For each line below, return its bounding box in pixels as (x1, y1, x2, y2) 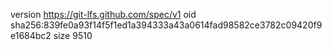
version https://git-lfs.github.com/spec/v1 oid (10, 9, 197, 20)
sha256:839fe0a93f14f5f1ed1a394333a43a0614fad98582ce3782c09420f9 (10, 19, 323, 31)
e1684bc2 (10, 30, 52, 41)
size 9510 (53, 30, 93, 41)
